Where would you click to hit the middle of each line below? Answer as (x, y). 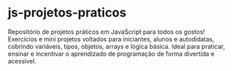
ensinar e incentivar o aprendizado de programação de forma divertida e (111, 54)
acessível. (22, 61)
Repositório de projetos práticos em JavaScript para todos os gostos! (107, 32)
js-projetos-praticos (67, 13)
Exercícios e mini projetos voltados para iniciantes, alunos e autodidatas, (111, 39)
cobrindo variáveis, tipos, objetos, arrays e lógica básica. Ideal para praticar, (116, 46)
